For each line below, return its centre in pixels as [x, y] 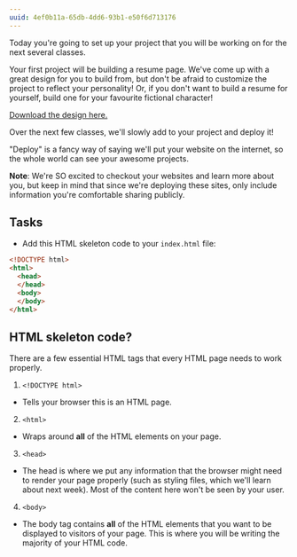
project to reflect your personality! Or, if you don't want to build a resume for [148, 88]
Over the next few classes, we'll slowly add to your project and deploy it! [142, 132]
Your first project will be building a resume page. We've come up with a [140, 69]
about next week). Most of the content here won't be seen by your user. [153, 490]
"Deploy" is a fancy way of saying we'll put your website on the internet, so [146, 149]
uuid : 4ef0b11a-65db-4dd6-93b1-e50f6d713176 [93, 17]
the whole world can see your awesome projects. [99, 158]
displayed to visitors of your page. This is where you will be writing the [151, 534]
